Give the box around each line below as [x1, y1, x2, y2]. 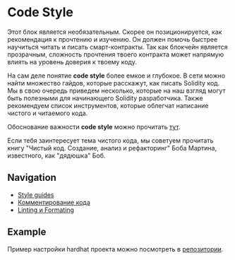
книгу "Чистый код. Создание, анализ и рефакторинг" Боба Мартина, [7, 143, 217, 152]
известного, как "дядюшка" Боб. [7, 151, 106, 160]
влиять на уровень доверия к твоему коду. [7, 57, 138, 66]
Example [7, 226, 47, 238]
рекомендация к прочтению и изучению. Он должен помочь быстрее [7, 35, 218, 43]
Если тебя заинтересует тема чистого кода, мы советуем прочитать [7, 136, 214, 145]
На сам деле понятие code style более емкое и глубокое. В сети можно [7, 71, 226, 80]
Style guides [17, 190, 54, 199]
